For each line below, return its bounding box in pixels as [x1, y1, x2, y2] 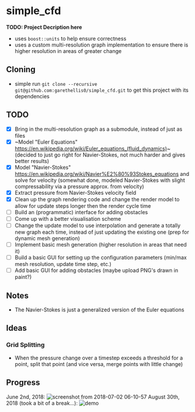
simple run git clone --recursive [14, 80, 98, 87]
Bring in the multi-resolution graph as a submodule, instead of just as [14, 125, 183, 132]
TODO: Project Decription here [6, 24, 82, 31]
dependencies [14, 92, 50, 99]
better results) [14, 157, 49, 164]
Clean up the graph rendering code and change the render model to [14, 195, 180, 202]
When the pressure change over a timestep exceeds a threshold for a [14, 354, 183, 361]
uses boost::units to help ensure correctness [14, 35, 127, 42]
